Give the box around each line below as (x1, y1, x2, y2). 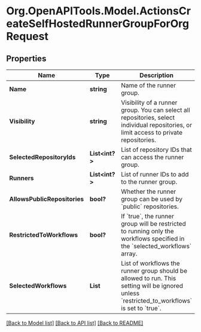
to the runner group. (120, 178, 178, 186)
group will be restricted (120, 220, 187, 228)
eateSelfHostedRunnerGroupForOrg (6, 17, 190, 31)
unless (120, 289, 139, 297)
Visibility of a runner (120, 99, 178, 106)
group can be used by (120, 195, 182, 203)
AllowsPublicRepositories (9, 195, 84, 203)
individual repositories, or (120, 121, 193, 129)
